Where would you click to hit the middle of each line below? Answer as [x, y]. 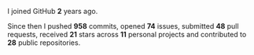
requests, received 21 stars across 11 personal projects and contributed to [127, 34]
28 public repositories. [44, 43]
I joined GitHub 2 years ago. [53, 11]
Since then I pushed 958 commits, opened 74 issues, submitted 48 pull [123, 26]
